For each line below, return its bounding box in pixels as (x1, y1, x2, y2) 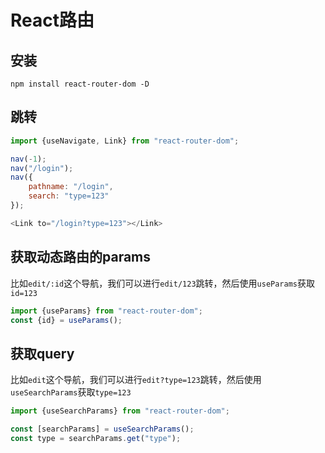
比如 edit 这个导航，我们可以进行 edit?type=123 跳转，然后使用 (10, 374, 262, 386)
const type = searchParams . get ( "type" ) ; (10, 433, 182, 443)
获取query (10, 345, 75, 362)
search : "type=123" (28, 191, 110, 201)
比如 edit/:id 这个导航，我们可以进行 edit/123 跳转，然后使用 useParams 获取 (10, 277, 315, 289)
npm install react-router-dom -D (10, 79, 150, 89)
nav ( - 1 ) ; (10, 154, 47, 164)
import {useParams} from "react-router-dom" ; (10, 306, 203, 316)
